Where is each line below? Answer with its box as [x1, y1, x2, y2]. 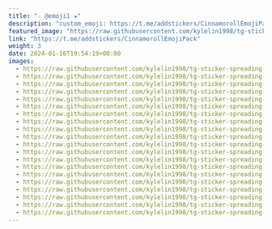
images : [8, 58, 35, 66]
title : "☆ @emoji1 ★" [8, 11, 82, 20]
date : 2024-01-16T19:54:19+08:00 [8, 50, 121, 58]
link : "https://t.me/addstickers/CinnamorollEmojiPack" [8, 34, 201, 43]
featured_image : [8, 27, 63, 35]
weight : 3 [8, 42, 42, 50]
